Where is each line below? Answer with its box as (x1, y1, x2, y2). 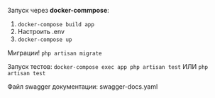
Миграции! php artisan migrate (7, 49, 102, 57)
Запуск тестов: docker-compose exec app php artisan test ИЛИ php (7, 62, 208, 70)
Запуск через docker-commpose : (7, 6, 110, 14)
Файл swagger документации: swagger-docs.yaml (7, 82, 158, 91)
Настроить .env (17, 28, 65, 36)
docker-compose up (17, 36, 72, 43)
